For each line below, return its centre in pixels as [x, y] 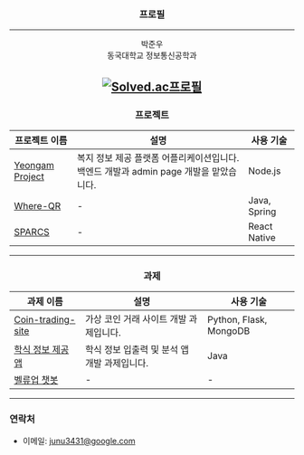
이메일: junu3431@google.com [79, 441]
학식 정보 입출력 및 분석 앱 [137, 350]
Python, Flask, [237, 320]
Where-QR [38, 205]
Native [262, 237]
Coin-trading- [45, 320]
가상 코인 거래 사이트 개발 [136, 319]
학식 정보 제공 [42, 350]
